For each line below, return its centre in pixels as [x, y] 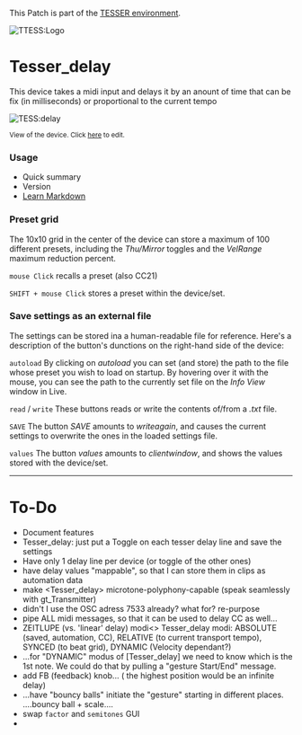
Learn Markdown [54, 196]
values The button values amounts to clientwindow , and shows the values [146, 453]
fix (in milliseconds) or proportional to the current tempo [113, 101]
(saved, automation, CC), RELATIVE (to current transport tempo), [142, 637]
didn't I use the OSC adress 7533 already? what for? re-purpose [141, 608]
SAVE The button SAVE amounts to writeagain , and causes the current [138, 426]
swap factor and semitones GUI [81, 713]
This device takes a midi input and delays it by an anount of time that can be [150, 91]
